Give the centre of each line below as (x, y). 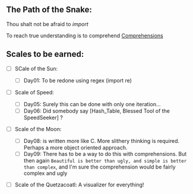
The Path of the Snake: (49, 10)
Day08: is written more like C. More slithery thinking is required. (102, 141)
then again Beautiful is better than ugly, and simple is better (105, 161)
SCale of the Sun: (36, 68)
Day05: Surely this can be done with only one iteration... (92, 104)
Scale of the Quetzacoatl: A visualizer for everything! (79, 185)
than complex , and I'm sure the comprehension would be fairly (100, 167)
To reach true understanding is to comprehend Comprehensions (85, 36)
